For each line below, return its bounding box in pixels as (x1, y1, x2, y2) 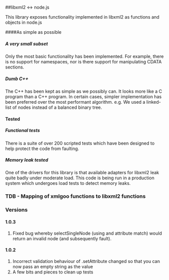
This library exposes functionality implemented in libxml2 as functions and (5, 14, 160, 20)
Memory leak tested (5, 157, 48, 163)
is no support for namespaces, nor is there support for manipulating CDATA (5, 58, 162, 64)
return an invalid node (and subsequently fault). (12, 235, 112, 241)
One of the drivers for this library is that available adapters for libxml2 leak (5, 170, 159, 176)
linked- (146, 99, 161, 105)
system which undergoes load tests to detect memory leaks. (5, 180, 131, 186)
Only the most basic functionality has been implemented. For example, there (5, 53, 164, 59)
